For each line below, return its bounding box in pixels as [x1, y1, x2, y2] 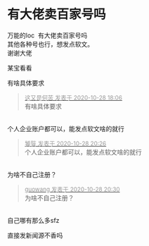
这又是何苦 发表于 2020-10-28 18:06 [24, 93, 123, 102]
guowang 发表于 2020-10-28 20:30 [24, 185, 120, 193]
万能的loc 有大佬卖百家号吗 [7, 31, 88, 39]
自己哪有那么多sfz [7, 216, 60, 224]
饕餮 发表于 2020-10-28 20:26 [24, 139, 107, 147]
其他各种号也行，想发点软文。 [7, 39, 93, 48]
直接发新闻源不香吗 [7, 230, 63, 240]
